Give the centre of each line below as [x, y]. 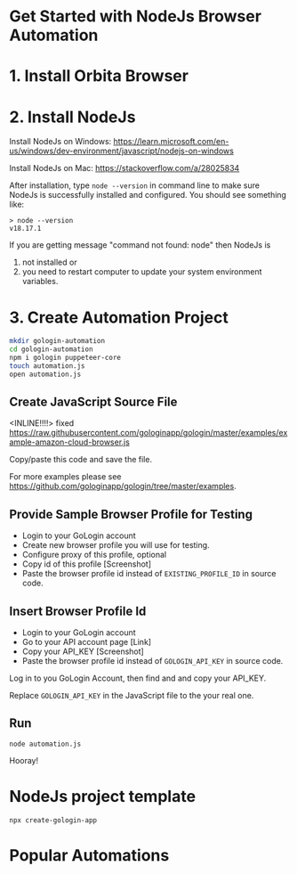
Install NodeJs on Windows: [60, 142]
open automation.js [45, 374]
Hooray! [24, 760]
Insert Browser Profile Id [78, 611]
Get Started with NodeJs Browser [136, 16]
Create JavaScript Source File [93, 402]
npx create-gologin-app [53, 820]
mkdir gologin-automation [57, 341]
